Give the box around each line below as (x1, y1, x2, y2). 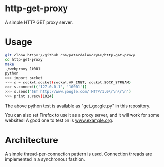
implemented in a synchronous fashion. (5, 156, 85, 162)
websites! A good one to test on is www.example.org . (5, 117, 113, 123)
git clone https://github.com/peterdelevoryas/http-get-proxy (5, 53, 135, 57)
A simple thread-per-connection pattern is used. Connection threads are (5, 151, 152, 157)
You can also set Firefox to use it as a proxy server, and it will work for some (5, 112, 160, 118)
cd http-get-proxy (5, 57, 43, 62)
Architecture (5, 135, 58, 145)
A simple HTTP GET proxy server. (5, 19, 73, 25)
